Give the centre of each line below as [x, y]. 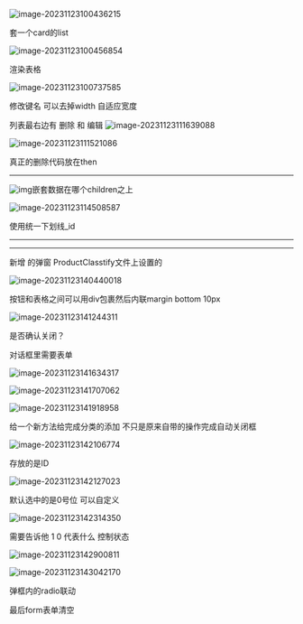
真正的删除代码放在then [53, 162]
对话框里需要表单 [41, 355]
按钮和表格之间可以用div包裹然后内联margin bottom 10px [115, 299]
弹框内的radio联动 [43, 591]
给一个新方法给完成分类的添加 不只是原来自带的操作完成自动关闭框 [133, 426]
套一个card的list [39, 33]
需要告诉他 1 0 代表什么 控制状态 [69, 536]
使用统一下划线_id [42, 226]
